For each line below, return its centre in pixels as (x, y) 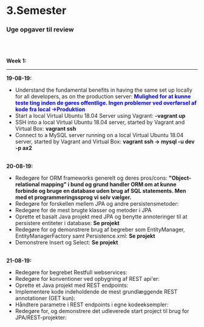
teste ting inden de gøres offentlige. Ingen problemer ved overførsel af (106, 103)
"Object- (180, 178)
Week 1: (16, 61)
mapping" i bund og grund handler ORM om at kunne (108, 184)
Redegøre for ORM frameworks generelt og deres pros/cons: (91, 178)
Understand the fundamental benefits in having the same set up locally (104, 90)
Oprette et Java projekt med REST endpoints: (72, 285)
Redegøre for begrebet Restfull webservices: (71, 272)
